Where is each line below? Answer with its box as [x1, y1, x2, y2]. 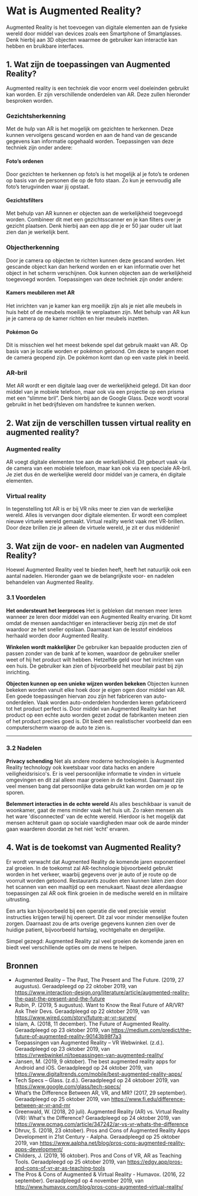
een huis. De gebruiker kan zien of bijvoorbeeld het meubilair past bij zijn [6, 662, 183, 669]
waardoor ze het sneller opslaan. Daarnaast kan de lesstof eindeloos [6, 626, 173, 633]
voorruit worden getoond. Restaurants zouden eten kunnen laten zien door [6, 877, 187, 884]
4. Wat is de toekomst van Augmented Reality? [6, 842, 181, 852]
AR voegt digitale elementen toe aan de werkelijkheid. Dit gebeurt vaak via [6, 459, 187, 466]
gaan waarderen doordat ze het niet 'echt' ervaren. [6, 825, 130, 832]
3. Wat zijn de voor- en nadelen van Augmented [6, 541, 184, 551]
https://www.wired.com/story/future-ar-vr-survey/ [14, 1014, 137, 1021]
